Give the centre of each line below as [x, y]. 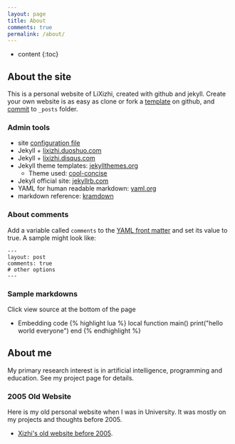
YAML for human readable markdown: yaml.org [87, 188]
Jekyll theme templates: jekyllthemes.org [78, 166]
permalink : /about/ [36, 34]
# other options [31, 269]
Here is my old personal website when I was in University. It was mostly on [117, 412]
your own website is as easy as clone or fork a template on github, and [111, 101]
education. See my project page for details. [70, 378]
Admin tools [29, 127]
